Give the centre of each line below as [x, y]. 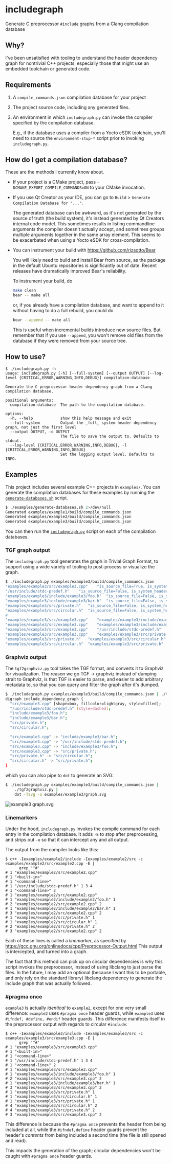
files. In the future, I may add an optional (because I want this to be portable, [86, 973]
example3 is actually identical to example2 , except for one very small [76, 1008]
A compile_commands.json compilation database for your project [79, 97]
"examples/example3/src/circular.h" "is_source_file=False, [72, 611]
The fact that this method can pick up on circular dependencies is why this [84, 962]
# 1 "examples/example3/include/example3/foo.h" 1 [60, 1074]
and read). [16, 1141]
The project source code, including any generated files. [71, 107]
